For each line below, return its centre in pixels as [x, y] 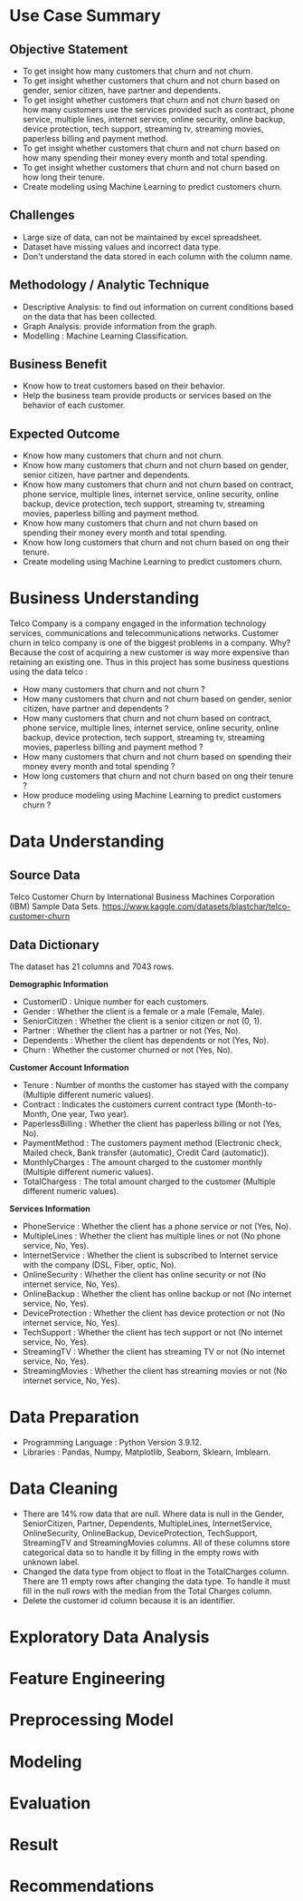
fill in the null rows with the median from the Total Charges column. [147, 1591]
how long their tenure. [64, 177]
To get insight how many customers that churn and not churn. [137, 71]
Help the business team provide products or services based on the [147, 396]
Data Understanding [87, 842]
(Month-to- [256, 1104]
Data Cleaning [64, 1489]
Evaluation [50, 1803]
